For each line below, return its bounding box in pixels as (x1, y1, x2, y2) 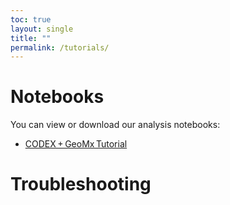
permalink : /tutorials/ (10, 42, 110, 53)
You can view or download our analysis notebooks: (10, 119, 221, 131)
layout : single (10, 24, 74, 34)
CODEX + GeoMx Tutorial (24, 138, 128, 150)
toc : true (10, 14, 52, 25)
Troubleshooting (10, 173, 152, 196)
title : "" (10, 33, 52, 43)
